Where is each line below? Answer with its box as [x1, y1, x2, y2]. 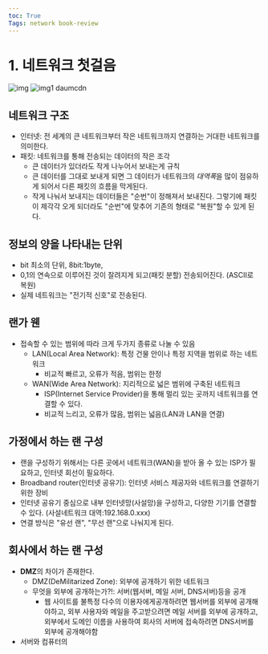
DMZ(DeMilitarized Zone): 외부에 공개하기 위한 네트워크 [31, 576, 210, 586]
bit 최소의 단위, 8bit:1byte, [19, 260, 104, 270]
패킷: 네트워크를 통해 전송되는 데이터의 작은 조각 [19, 152, 170, 161]
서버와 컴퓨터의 [19, 636, 68, 646]
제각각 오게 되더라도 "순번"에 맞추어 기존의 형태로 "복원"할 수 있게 [40, 201, 246, 211]
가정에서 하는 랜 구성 [8, 435, 104, 449]
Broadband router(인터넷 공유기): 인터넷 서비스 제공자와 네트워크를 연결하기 [19, 477, 259, 487]
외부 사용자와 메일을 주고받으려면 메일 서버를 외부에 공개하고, [67, 607, 258, 616]
